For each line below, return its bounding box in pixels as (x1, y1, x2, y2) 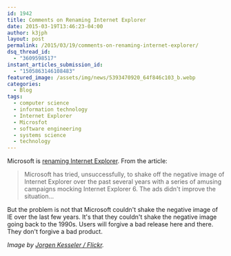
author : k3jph (7, 29, 48, 36)
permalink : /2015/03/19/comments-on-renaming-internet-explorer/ (7, 42, 199, 49)
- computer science (13, 100, 70, 107)
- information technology (13, 106, 88, 113)
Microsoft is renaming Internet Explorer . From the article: (7, 157, 168, 165)
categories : (7, 81, 41, 87)
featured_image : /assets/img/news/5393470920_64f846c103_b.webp (7, 74, 196, 81)
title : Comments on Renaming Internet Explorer (7, 17, 147, 23)
